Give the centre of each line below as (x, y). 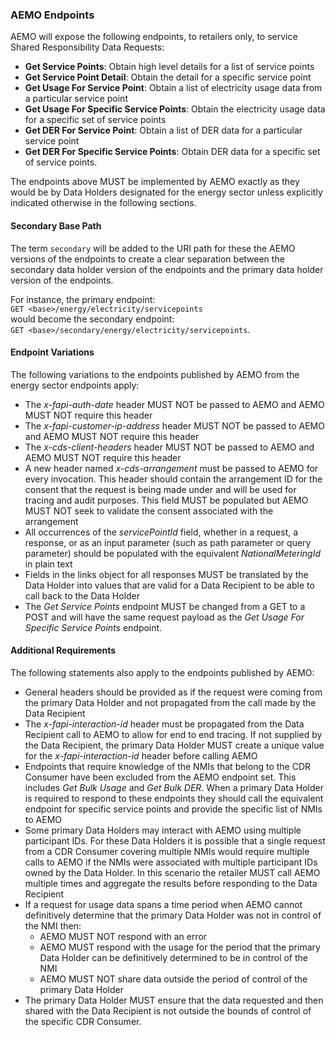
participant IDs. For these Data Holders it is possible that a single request (175, 840)
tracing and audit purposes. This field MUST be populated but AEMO (166, 500)
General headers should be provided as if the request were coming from (173, 692)
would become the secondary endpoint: (92, 319)
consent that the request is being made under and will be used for (160, 489)
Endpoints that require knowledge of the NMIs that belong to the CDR (168, 766)
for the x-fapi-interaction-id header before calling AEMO (141, 755)
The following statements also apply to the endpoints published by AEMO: (162, 672)
